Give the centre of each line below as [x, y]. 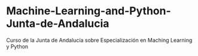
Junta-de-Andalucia [58, 24]
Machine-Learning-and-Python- [89, 11]
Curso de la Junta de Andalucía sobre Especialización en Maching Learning [99, 40]
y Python [17, 46]
